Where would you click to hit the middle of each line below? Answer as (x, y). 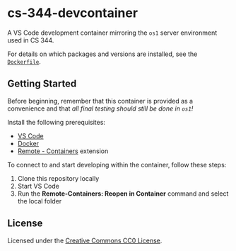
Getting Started (42, 84)
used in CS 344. (31, 40)
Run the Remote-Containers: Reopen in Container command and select (123, 194)
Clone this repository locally (58, 178)
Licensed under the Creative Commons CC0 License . (85, 240)
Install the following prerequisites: (57, 122)
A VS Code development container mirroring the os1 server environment (112, 33)
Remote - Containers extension (63, 151)
